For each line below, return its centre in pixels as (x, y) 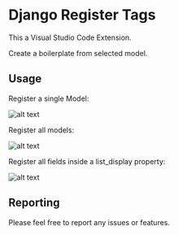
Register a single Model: (49, 98)
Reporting (34, 203)
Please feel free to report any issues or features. (89, 222)
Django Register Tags (82, 15)
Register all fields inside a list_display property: (87, 161)
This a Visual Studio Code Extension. (70, 37)
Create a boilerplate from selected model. (78, 53)
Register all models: (41, 130)
